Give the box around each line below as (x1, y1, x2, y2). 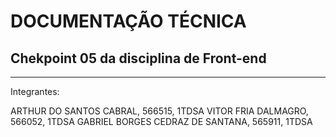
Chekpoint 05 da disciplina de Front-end (10, 50, 267, 67)
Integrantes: (10, 86, 60, 97)
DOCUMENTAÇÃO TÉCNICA (10, 10, 247, 33)
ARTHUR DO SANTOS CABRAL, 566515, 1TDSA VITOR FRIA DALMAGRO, (10, 105, 309, 117)
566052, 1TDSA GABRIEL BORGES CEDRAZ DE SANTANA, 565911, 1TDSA (10, 116, 313, 127)
